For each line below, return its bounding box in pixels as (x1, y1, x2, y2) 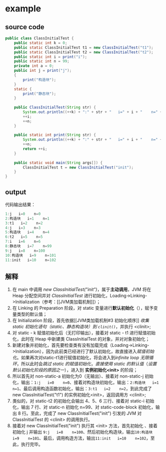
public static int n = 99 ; (14, 59, 70, 64)
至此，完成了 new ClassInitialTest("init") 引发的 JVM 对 (30, 410, 142, 416)
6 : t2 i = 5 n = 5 (5, 234, 43, 239)
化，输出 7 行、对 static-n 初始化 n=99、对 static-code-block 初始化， (12, 404, 156, 410)
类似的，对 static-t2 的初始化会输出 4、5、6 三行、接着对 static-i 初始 (12, 398, 155, 404)
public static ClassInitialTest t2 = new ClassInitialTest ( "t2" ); (14, 50, 154, 55)
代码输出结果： (5, 201, 36, 207)
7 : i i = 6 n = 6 (5, 239, 41, 244)
